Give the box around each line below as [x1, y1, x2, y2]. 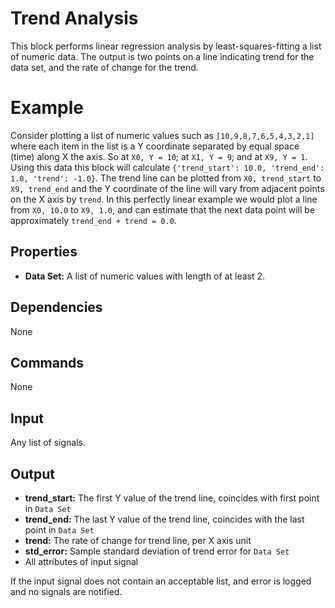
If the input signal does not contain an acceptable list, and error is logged [10, 575, 312, 587]
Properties [10, 243, 78, 261]
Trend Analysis [10, 7, 139, 30]
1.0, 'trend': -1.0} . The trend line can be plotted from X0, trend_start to [10, 172, 322, 184]
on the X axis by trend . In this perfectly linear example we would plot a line [10, 193, 318, 205]
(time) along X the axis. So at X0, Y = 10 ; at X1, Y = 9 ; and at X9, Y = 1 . [10, 150, 308, 162]
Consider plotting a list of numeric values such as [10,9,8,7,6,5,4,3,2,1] [10, 129, 315, 141]
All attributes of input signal [24, 555, 139, 567]
